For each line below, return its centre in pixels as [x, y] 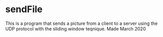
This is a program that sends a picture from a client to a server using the [81, 23]
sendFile [24, 9]
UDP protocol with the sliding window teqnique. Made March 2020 [76, 28]
